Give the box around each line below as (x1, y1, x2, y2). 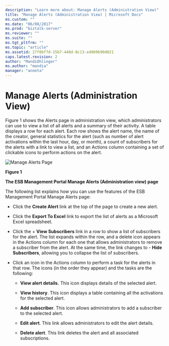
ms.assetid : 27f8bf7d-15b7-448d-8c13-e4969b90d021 (5, 49, 114, 54)
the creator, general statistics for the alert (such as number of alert (5, 133, 144, 139)
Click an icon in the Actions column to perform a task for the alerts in (12, 259, 156, 265)
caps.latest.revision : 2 (5, 54, 58, 59)
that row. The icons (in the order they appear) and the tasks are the (12, 265, 152, 271)
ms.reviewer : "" (5, 31, 39, 36)
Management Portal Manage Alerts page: (5, 193, 91, 199)
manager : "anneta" (5, 68, 44, 74)
